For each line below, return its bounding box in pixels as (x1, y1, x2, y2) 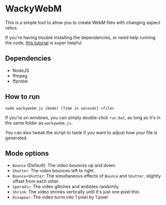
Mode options (5, 149, 49, 158)
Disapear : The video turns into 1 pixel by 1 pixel (12, 194, 108, 200)
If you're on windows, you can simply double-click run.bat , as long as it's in (5, 114, 161, 120)
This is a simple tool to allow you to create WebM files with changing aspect (5, 19, 161, 25)
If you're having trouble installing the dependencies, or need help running (5, 34, 156, 40)
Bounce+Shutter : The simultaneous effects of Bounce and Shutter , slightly (12, 173, 161, 179)
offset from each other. (12, 178, 60, 185)
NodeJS (12, 67, 29, 73)
